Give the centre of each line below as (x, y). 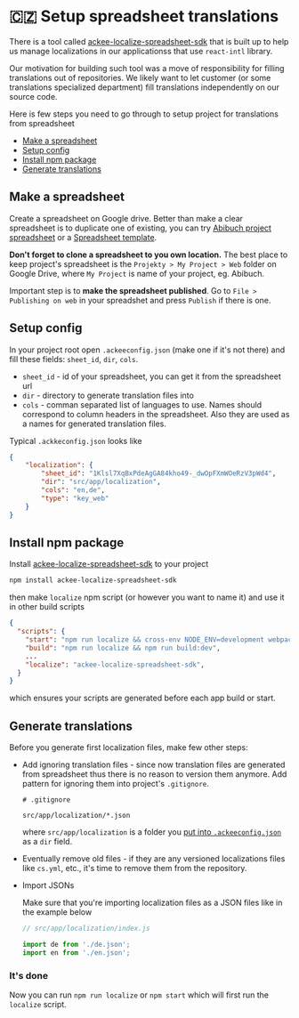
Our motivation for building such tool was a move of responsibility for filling (147, 68)
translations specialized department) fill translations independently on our (145, 87)
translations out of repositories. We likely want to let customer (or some (140, 77)
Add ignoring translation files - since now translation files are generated (154, 765)
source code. (33, 96)
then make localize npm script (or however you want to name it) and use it (147, 597)
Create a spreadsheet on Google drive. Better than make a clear (126, 218)
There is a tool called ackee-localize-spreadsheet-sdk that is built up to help (149, 41)
